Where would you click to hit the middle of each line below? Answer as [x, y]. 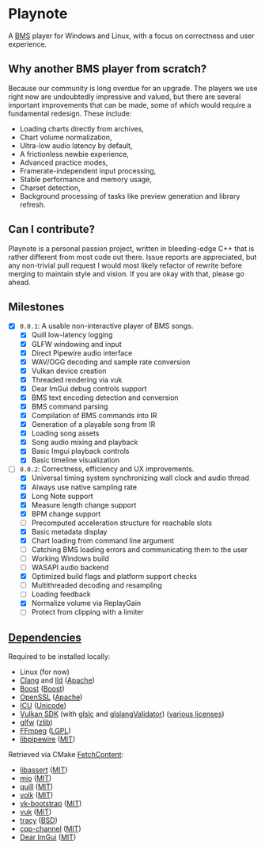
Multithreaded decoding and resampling [97, 585]
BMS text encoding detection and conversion [105, 398]
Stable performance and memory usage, [86, 179]
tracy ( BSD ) [38, 820]
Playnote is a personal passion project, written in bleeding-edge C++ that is [131, 248]
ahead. [19, 282]
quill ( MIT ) [36, 787]
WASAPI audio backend [70, 568]
